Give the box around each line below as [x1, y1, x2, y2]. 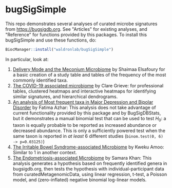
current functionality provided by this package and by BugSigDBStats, [12, 109, 161, 116]
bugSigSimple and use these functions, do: [5, 37, 97, 43]
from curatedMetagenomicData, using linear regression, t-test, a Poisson [12, 171, 167, 177]
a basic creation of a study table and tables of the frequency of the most [12, 71, 166, 78]
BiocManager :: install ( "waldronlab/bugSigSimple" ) [5, 47, 114, 52]
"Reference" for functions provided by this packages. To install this [5, 31, 147, 37]
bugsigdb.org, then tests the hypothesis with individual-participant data [12, 165, 164, 172]
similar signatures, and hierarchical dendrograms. [12, 93, 118, 100]
